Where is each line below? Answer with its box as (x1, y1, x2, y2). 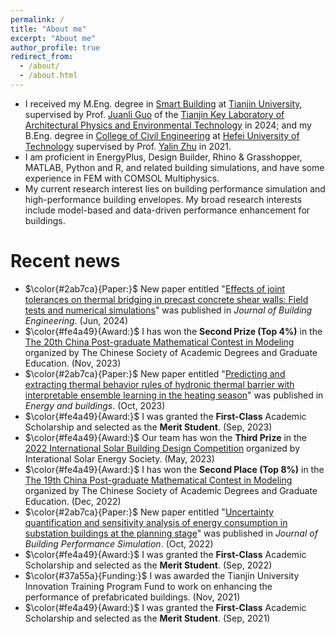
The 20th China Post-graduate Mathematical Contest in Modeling (24, 336, 295, 348)
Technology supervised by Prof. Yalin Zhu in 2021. (24, 140, 232, 152)
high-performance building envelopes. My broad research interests (24, 193, 303, 205)
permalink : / (10, 14, 65, 25)
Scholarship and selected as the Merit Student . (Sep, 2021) (24, 612, 271, 624)
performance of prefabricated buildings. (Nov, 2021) (24, 591, 241, 603)
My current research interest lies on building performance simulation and (24, 182, 326, 195)
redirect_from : (10, 52, 74, 62)
